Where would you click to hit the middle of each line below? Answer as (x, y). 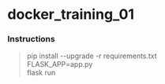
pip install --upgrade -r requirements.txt (92, 56)
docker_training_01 (71, 15)
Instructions (32, 39)
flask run (41, 73)
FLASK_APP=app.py (60, 64)
